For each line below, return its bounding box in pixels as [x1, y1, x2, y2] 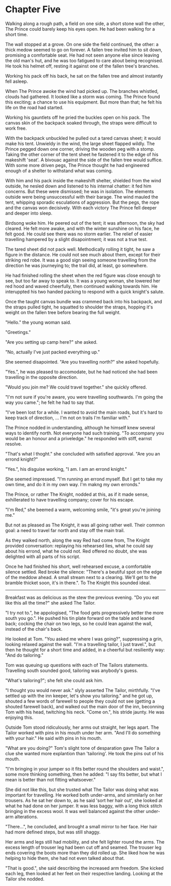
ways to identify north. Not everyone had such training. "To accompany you [5, 430, 164, 436]
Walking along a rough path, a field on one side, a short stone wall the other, [5, 20, 165, 27]
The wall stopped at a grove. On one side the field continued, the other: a [5, 41, 159, 47]
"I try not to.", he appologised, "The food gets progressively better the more [5, 609, 164, 616]
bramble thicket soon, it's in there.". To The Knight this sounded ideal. [5, 580, 151, 586]
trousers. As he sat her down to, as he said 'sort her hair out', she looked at [5, 797, 163, 803]
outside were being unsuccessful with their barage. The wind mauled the [5, 194, 159, 200]
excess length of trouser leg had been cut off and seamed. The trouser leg [5, 844, 162, 850]
